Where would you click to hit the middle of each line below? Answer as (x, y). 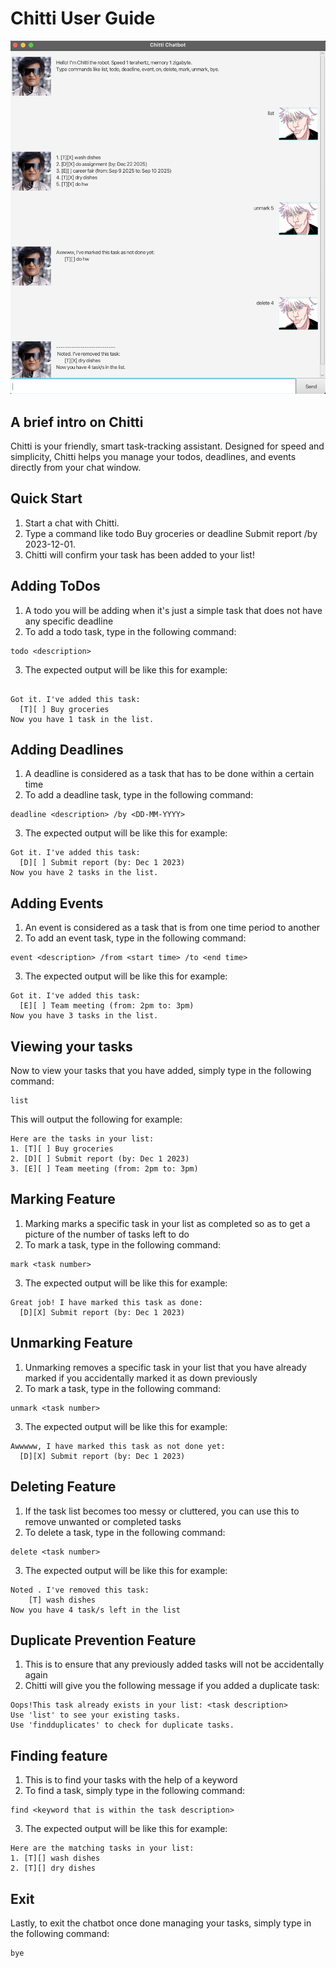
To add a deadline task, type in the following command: (139, 795)
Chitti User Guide (83, 18)
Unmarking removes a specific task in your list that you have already (165, 1367)
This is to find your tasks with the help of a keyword (131, 1780)
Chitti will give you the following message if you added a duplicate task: (172, 1686)
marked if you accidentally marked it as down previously (141, 1378)
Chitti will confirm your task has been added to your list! (139, 554)
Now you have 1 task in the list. (82, 719)
